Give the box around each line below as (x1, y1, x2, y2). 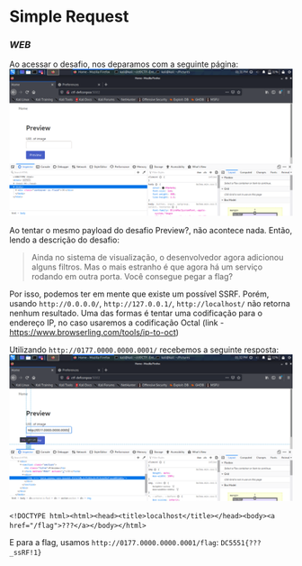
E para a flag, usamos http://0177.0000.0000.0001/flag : (9, 537, 219, 548)
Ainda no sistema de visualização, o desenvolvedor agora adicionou (31, 251, 284, 262)
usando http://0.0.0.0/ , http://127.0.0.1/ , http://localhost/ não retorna (9, 297, 290, 308)
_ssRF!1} (9, 548, 42, 558)
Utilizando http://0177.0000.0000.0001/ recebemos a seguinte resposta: (9, 344, 280, 355)
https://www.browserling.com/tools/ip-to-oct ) (9, 326, 180, 337)
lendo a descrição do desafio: (9, 234, 120, 245)
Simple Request (9, 6, 129, 27)
